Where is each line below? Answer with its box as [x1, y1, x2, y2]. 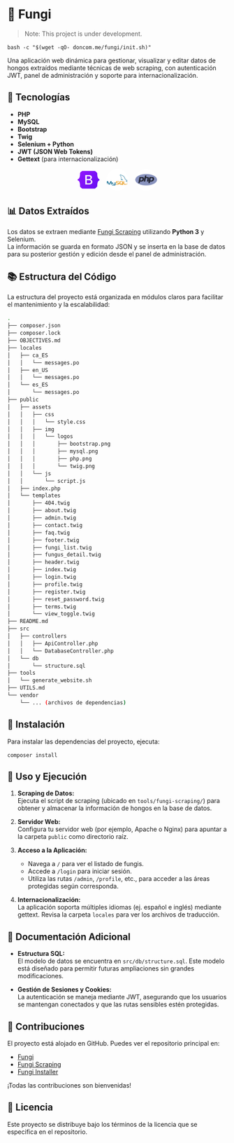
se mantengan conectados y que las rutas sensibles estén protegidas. [17, 1000, 219, 1008]
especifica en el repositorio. [7, 1128, 88, 1136]
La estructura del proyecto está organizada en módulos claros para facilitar [7, 293, 224, 301]
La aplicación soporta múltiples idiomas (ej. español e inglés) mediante [17, 903, 222, 912]
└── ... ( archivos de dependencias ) [20, 699, 127, 706]
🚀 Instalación [7, 718, 65, 731]
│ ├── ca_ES [7, 352, 49, 359]
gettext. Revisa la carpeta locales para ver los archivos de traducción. [17, 910, 220, 919]
